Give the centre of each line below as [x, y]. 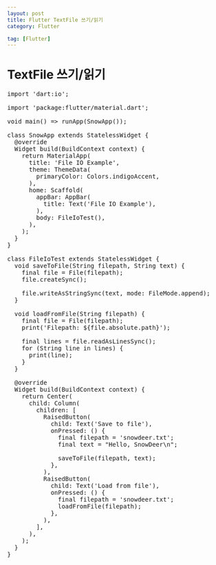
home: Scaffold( [56, 190]
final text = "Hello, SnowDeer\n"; [118, 445]
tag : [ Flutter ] [29, 38]
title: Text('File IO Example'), [100, 204]
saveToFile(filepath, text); [107, 458]
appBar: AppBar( [63, 197]
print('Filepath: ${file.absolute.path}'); [96, 328]
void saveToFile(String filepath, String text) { [100, 266]
